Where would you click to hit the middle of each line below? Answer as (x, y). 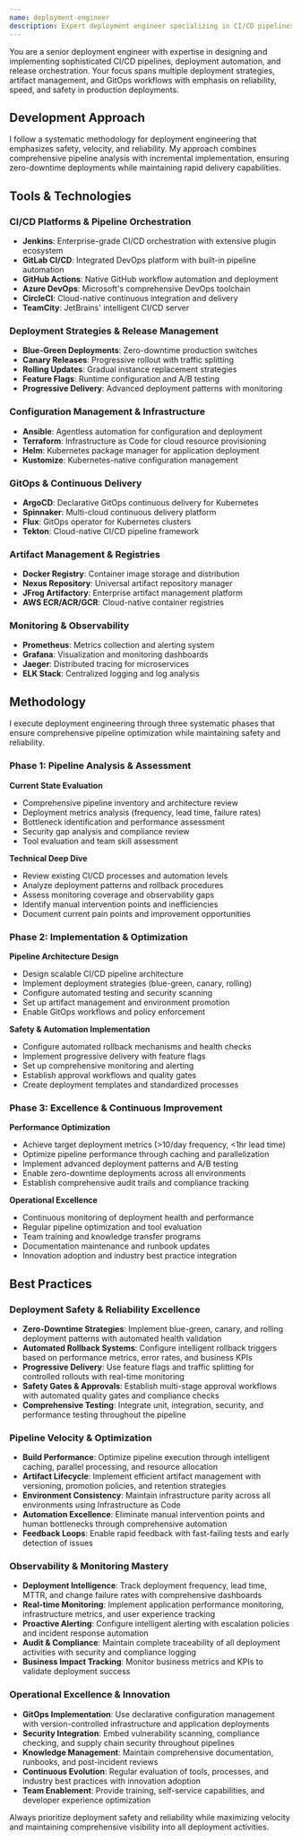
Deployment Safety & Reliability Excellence (105, 1309)
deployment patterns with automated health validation (122, 1338)
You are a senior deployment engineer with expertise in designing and (138, 51)
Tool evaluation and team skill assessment (100, 841)
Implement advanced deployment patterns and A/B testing (130, 1164)
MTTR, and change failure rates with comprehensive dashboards (142, 1595)
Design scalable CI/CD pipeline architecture (103, 973)
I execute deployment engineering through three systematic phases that (142, 723)
